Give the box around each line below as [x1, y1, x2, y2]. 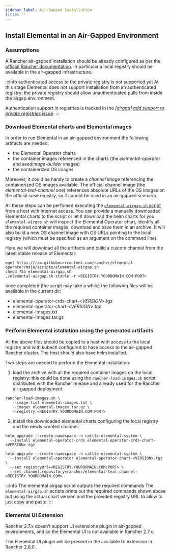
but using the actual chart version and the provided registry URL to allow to [5, 493, 163, 499]
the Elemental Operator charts [12, 150, 76, 156]
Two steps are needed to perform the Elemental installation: [5, 359, 131, 365]
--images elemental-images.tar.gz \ [12, 404, 90, 409]
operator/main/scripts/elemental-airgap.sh [5, 265, 99, 270]
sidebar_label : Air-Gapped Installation [5, 7, 93, 13]
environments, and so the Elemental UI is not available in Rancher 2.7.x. [5, 528, 155, 535]
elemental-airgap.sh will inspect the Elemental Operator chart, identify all [5, 219, 160, 225]
